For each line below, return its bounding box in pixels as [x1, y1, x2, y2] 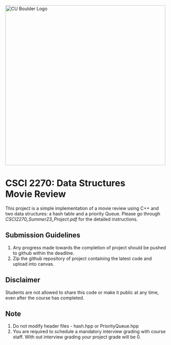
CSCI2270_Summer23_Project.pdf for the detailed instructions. [5, 216, 138, 222]
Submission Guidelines [5, 231, 81, 240]
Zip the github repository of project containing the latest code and [12, 255, 152, 262]
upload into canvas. [12, 261, 55, 267]
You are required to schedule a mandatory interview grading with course [12, 329, 166, 335]
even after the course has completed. [5, 294, 84, 301]
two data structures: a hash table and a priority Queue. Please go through [5, 210, 160, 217]
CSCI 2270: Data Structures [5, 178, 125, 189]
